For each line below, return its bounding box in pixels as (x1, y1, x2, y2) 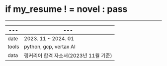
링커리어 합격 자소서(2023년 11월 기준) (24, 52, 112, 59)
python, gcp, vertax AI (24, 43, 76, 50)
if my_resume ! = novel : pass (5, 3, 128, 15)
